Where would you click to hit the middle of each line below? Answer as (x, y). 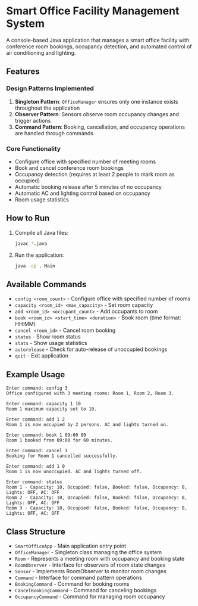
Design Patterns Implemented (50, 89)
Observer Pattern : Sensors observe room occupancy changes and (97, 114)
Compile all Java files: (42, 232)
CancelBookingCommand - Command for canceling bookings (86, 590)
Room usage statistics (42, 199)
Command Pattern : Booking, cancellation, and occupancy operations (100, 127)
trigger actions (33, 120)
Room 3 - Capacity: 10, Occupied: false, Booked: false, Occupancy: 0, (97, 508)
